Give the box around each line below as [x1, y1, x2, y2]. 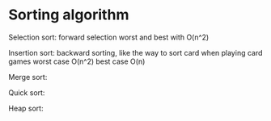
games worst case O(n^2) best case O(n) [8, 56, 146, 66]
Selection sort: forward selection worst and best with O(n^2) [8, 32, 210, 42]
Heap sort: [8, 103, 44, 113]
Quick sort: [8, 87, 45, 98]
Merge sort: [8, 72, 48, 81]
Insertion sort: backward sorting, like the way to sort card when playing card [8, 48, 263, 57]
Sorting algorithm [8, 6, 129, 24]
